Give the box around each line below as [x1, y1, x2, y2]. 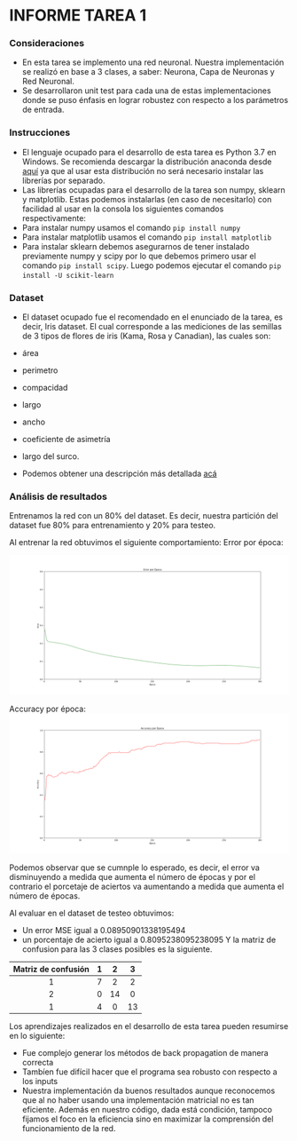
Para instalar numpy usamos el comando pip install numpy [21, 222, 241, 233]
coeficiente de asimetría [21, 434, 111, 445]
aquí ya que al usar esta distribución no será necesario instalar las [21, 165, 264, 176]
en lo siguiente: [9, 1031, 66, 1042]
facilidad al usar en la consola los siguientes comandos [21, 203, 224, 214]
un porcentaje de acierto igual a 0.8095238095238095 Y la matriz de [21, 934, 277, 946]
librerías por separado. [21, 175, 106, 186]
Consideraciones [9, 37, 85, 50]
